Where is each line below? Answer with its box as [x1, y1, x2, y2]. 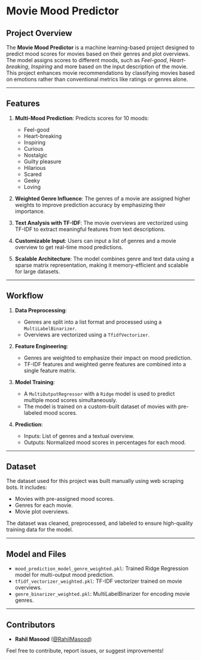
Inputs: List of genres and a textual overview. [23, 432, 135, 439]
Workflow [6, 291, 44, 301]
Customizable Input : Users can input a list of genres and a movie [14, 237, 176, 244]
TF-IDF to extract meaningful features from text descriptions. [14, 226, 166, 233]
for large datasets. [14, 267, 60, 275]
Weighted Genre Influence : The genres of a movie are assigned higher [14, 194, 191, 202]
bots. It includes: [6, 483, 47, 491]
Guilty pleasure [23, 157, 62, 165]
